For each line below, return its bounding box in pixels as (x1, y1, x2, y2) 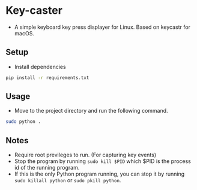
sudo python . (5, 119, 41, 125)
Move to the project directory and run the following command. (14, 107, 169, 114)
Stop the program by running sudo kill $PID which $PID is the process (14, 158, 192, 165)
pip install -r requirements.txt (5, 74, 89, 81)
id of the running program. (14, 164, 80, 171)
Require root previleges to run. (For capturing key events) (14, 151, 157, 159)
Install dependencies (14, 63, 67, 70)
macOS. (14, 29, 34, 37)
